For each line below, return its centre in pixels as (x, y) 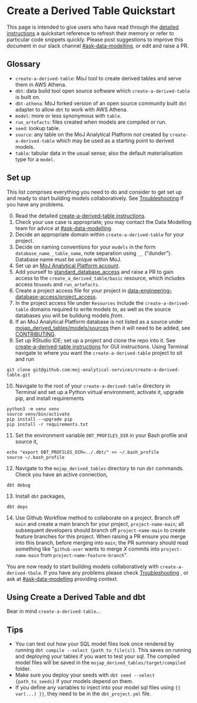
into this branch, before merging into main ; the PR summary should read (101, 542)
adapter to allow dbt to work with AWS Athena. (72, 109)
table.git (19, 375)
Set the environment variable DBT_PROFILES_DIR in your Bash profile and (101, 435)
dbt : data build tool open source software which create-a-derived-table (102, 91)
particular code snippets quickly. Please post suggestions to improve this (95, 39)
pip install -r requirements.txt (47, 424)
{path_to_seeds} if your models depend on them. (74, 681)
